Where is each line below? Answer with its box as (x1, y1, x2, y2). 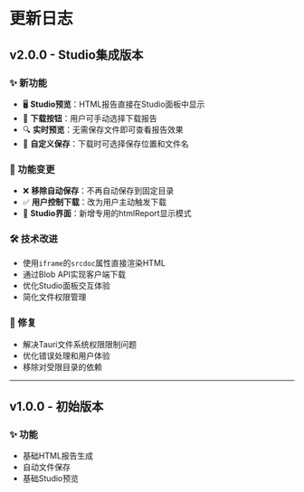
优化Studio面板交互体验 (22, 280, 110, 291)
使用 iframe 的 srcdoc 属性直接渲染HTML (22, 258, 166, 269)
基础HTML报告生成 (22, 450, 93, 461)
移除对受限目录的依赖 (22, 361, 102, 372)
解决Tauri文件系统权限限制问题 (22, 338, 138, 349)
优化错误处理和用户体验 (22, 350, 110, 361)
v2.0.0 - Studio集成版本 (9, 47, 144, 62)
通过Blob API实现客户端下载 (22, 269, 127, 280)
